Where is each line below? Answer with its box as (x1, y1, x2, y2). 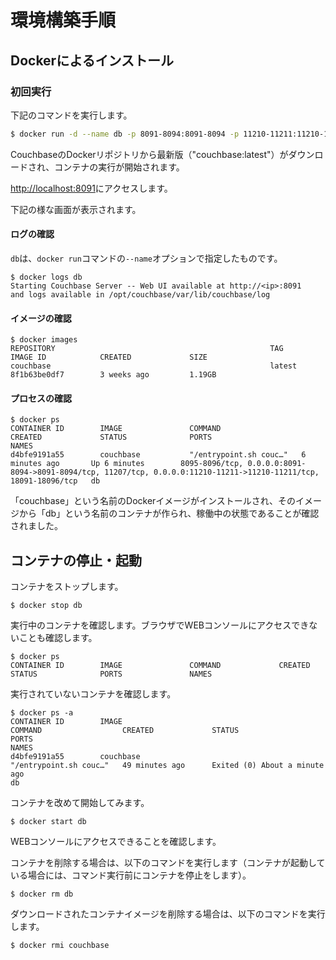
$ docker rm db (10, 889, 74, 900)
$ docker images (10, 335, 78, 345)
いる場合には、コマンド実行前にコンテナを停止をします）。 (10, 869, 252, 881)
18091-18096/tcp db (10, 476, 101, 486)
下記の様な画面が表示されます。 (10, 203, 142, 215)
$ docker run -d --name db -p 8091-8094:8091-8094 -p (10, 129, 240, 139)
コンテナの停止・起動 (10, 552, 142, 569)
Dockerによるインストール (10, 52, 175, 69)
